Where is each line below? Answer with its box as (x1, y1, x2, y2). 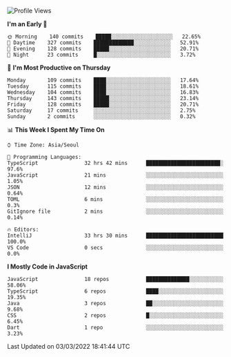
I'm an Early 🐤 (7, 20, 48, 28)
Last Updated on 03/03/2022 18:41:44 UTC (7, 342, 130, 350)
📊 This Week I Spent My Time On (7, 126, 105, 134)
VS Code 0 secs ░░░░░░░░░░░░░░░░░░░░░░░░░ (7, 244, 224, 251)
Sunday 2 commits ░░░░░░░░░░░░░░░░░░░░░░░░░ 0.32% (7, 113, 196, 120)
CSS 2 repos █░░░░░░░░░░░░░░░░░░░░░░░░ (7, 312, 224, 319)
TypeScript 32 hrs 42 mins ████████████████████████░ (7, 160, 224, 166)
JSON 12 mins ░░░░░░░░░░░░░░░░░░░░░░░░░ (7, 184, 224, 191)
